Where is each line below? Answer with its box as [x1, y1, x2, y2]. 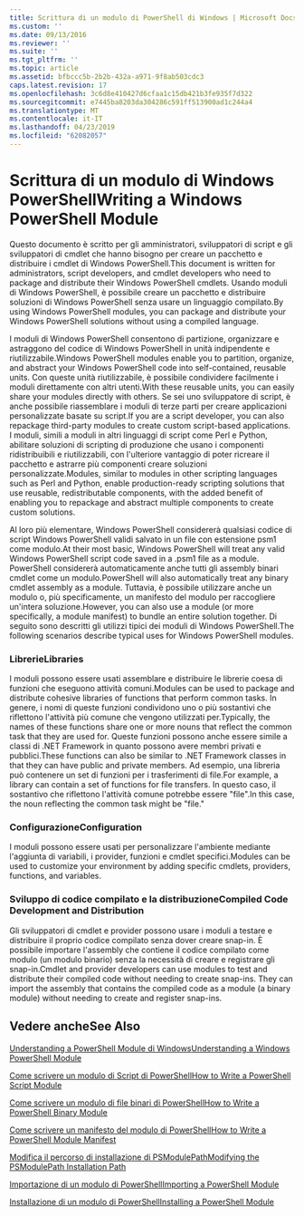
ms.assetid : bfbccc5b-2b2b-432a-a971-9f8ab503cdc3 [9, 72, 204, 82]
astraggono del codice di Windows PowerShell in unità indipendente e [9, 343, 271, 353]
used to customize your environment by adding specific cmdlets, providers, [9, 861, 291, 872]
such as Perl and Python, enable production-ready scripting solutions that [9, 478, 285, 488]
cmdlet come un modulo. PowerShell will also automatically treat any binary [9, 572, 290, 583]
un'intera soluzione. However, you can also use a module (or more [9, 601, 254, 612]
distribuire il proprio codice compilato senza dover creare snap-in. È [9, 934, 263, 945]
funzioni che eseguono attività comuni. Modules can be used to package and [9, 683, 295, 694]
